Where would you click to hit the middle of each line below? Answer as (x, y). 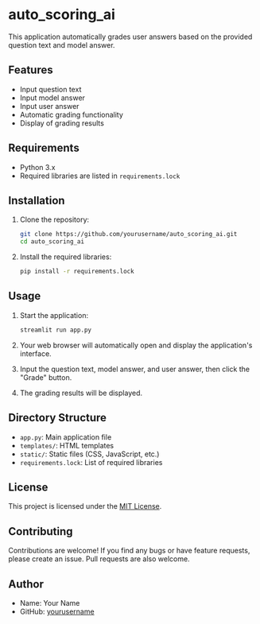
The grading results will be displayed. (81, 393)
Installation (37, 200)
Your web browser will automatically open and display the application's (136, 345)
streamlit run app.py (55, 330)
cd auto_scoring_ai (52, 242)
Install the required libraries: (66, 257)
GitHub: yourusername (57, 611)
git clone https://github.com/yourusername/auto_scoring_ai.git (128, 234)
